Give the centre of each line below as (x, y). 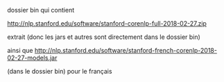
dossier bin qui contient (41, 10)
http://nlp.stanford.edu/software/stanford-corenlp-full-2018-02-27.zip (107, 23)
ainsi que (20, 50)
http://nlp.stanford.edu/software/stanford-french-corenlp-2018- (126, 50)
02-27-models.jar (32, 58)
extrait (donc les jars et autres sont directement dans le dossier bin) (104, 37)
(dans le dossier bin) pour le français (60, 71)
